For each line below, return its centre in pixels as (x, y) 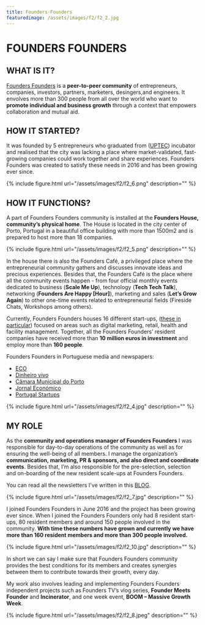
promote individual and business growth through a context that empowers (102, 105)
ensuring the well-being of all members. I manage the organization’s (92, 453)
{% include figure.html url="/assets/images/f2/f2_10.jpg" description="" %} (101, 546)
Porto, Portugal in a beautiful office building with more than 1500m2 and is (100, 231)
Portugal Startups (37, 395)
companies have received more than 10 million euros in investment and (97, 338)
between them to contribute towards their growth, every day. (83, 572)
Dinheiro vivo (32, 375)
